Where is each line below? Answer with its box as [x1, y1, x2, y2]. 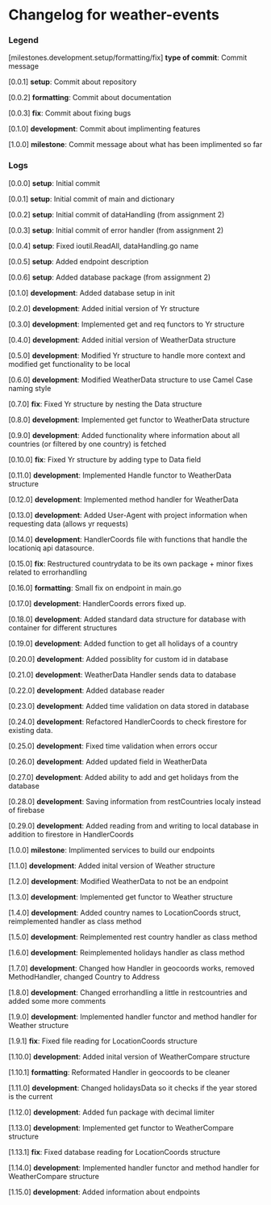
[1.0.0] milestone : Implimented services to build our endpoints [8, 845, 215, 854]
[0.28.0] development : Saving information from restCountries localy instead [8, 796, 261, 806]
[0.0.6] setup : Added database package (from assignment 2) [8, 272, 211, 282]
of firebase [8, 805, 45, 815]
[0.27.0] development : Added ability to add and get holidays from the [8, 772, 240, 782]
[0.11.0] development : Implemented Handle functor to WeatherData [8, 470, 232, 480]
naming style [8, 383, 52, 393]
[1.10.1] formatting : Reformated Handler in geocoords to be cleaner [8, 1067, 231, 1076]
